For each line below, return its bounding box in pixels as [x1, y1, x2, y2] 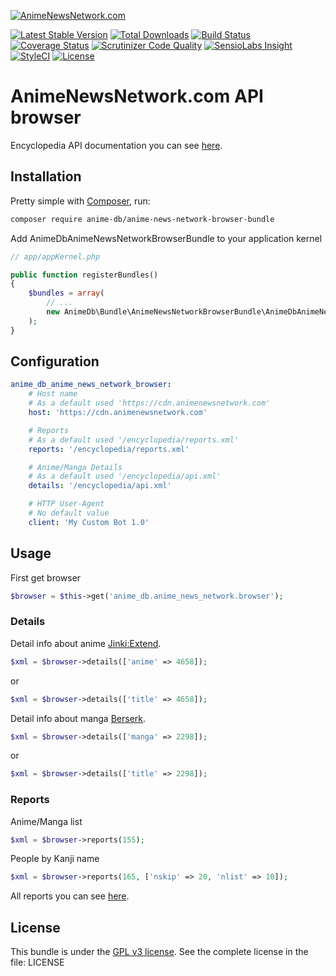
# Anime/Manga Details [28, 462, 123, 472]
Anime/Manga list [10, 815, 83, 827]
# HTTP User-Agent [28, 499, 105, 509]
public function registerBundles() [10, 270, 159, 280]
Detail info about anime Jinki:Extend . [10, 637, 162, 649]
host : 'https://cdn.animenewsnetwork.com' [28, 408, 208, 418]
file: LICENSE [10, 956, 65, 969]
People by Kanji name [10, 853, 100, 865]
